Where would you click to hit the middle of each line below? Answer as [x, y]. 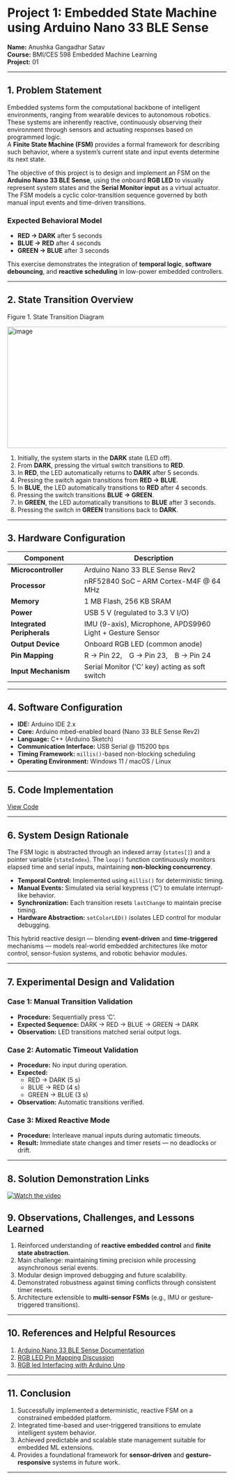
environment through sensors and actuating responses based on [100, 129]
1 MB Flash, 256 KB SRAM [128, 601]
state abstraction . [44, 1253]
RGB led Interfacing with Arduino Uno [71, 1365]
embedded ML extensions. [55, 1447]
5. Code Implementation [60, 790]
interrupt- [210, 888]
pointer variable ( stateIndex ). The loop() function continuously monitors [111, 860]
